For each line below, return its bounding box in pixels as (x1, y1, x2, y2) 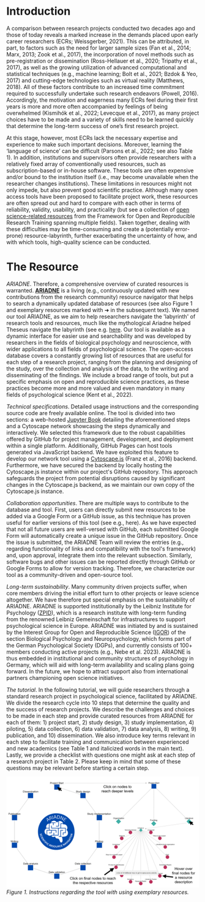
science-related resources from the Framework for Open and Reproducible (6, 212, 195, 220)
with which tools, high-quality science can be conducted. (6, 238, 151, 246)
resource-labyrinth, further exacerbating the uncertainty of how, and (24, 232, 198, 239)
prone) (6, 232, 23, 239)
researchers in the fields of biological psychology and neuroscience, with (6, 338, 192, 346)
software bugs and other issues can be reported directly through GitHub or (6, 558, 195, 565)
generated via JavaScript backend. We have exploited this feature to (6, 448, 179, 456)
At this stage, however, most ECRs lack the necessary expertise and (6, 134, 178, 142)
